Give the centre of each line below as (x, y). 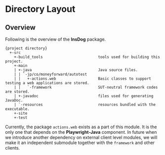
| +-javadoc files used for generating (84, 96)
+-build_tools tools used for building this (87, 57)
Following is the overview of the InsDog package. (56, 39)
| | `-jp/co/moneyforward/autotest (51, 74)
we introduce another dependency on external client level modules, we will (81, 137)
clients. (13, 148)
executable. (17, 109)
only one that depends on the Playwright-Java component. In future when (81, 132)
